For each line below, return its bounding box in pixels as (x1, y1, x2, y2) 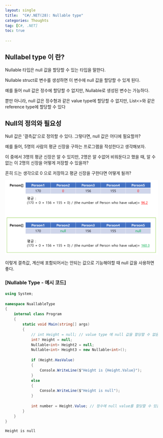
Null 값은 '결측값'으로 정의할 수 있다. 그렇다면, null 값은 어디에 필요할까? (5, 133, 141, 139)
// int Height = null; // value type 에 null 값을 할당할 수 (31, 332, 150, 337)
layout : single (5, 8, 36, 13)
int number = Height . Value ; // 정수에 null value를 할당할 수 (31, 404, 151, 408)
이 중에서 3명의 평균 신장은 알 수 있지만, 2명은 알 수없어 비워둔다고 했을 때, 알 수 (5, 154, 156, 159)
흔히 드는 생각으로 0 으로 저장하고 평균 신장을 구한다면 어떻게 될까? (5, 170, 132, 176)
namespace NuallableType (5, 301, 55, 306)
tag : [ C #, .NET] (5, 23, 38, 28)
